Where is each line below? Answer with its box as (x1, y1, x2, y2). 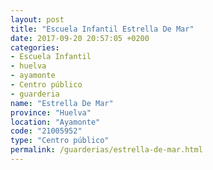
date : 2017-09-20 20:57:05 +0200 (10, 33, 150, 43)
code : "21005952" (10, 126, 83, 136)
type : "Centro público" (10, 136, 110, 146)
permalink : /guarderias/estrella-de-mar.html (10, 145, 203, 155)
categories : (10, 42, 60, 53)
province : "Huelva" (10, 107, 92, 118)
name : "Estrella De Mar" (10, 98, 114, 108)
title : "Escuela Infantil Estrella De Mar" (10, 24, 195, 34)
